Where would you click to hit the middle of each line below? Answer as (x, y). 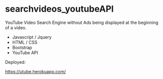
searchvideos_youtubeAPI (59, 9)
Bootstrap (22, 47)
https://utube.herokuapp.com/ (35, 71)
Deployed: (15, 62)
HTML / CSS (25, 42)
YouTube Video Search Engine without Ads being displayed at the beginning (82, 22)
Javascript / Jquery (32, 37)
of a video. (16, 27)
